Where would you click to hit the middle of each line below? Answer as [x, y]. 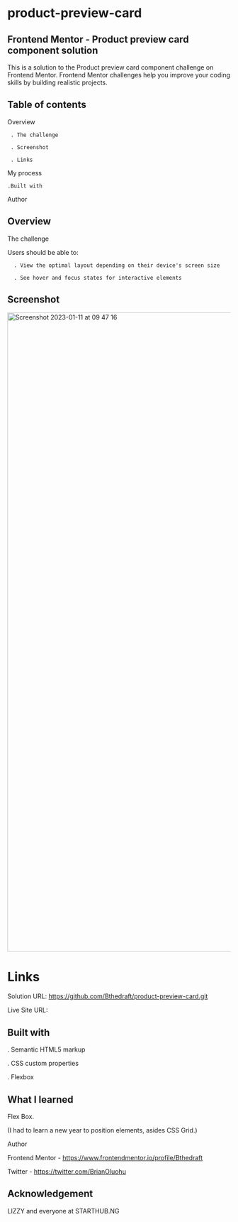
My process [25, 173]
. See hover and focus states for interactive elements [98, 278]
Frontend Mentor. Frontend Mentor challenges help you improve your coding [119, 75]
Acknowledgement [50, 1194]
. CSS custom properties [43, 1064]
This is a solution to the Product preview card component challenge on [110, 67]
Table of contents [47, 105]
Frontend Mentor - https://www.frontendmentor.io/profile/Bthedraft [105, 1158]
